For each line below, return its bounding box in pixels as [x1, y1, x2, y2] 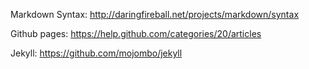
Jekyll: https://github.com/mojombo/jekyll [10, 47, 183, 59]
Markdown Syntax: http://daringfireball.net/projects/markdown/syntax [10, 9, 300, 20]
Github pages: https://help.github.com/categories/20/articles [10, 28, 262, 39]
